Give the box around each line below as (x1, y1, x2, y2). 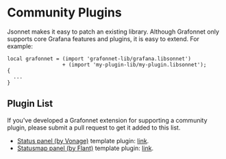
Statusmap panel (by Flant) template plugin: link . (16, 144, 154, 152)
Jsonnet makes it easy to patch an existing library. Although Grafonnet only (7, 27, 220, 36)
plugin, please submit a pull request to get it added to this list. (7, 123, 181, 132)
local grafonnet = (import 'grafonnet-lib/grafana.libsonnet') (7, 55, 192, 62)
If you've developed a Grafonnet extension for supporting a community (7, 116, 208, 124)
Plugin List (7, 98, 53, 110)
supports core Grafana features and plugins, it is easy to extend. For (7, 34, 200, 42)
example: (7, 42, 33, 50)
